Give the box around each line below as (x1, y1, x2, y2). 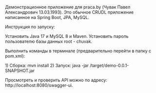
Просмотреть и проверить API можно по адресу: (5, 77, 107, 83)
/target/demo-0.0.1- (89, 63, 129, 68)
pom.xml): (5, 53, 25, 59)
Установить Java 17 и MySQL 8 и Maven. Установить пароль (5, 34, 129, 39)
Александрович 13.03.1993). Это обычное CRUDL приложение (5, 9, 134, 15)
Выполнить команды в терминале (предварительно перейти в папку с (5, 48, 152, 54)
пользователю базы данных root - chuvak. (5, 38, 92, 44)
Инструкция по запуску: (5, 24, 55, 30)
